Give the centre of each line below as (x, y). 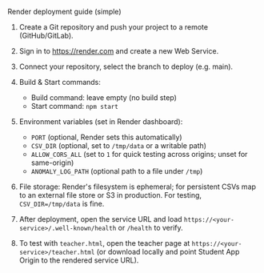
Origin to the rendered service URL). (79, 260)
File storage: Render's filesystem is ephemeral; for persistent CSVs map (138, 187)
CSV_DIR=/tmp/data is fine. (62, 204)
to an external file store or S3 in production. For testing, (110, 195)
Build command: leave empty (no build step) (104, 98)
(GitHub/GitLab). (46, 36)
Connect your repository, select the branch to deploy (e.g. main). (126, 66)
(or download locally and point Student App (168, 252)
